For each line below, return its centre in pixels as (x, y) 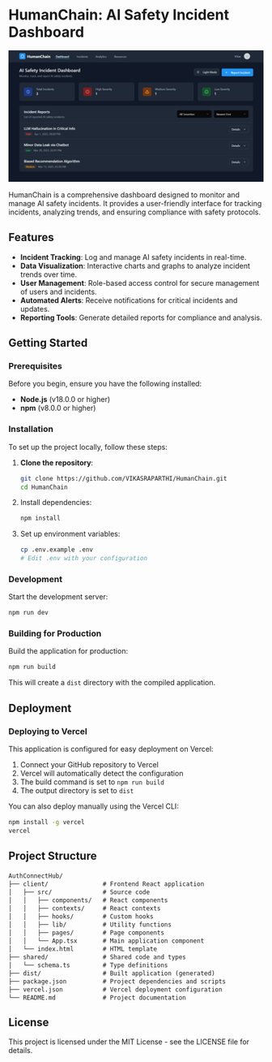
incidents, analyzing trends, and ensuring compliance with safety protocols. (135, 212)
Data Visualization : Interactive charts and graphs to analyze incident (135, 265)
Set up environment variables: (70, 534)
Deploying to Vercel (48, 731)
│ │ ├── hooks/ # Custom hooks (81, 916)
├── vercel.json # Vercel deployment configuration (115, 989)
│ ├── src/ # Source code (79, 892)
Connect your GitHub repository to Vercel (89, 765)
